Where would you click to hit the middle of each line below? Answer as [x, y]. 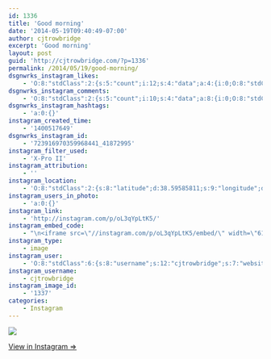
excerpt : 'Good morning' [50, 46]
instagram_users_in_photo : [54, 196]
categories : [28, 301]
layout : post [30, 53]
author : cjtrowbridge [45, 38]
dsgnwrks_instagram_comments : [59, 91]
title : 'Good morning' [46, 23]
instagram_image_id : [43, 286]
